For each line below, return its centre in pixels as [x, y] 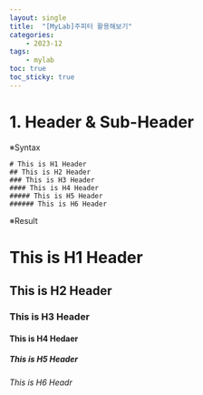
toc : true [28, 69]
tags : [19, 52]
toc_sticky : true [42, 77]
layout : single [38, 18]
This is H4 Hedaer [44, 339]
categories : [32, 35]
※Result [24, 220]
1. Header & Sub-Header [102, 122]
